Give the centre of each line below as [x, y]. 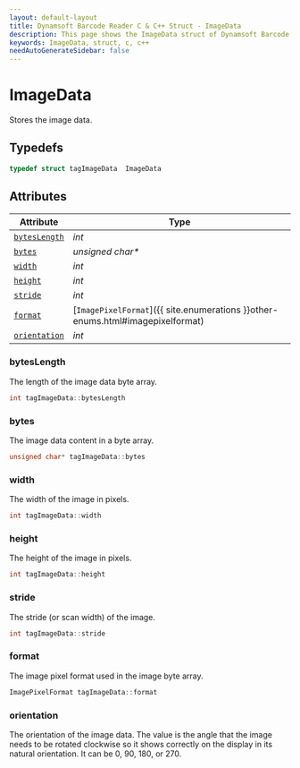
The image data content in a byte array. [82, 440]
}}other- [261, 310]
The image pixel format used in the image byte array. [106, 676]
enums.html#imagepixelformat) [138, 320]
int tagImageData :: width [55, 516]
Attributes [38, 196]
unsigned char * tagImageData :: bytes [77, 457]
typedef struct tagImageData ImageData [86, 168]
